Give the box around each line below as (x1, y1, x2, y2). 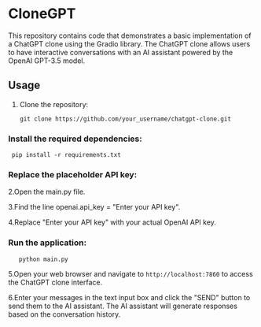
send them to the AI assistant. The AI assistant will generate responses (8, 301, 238, 310)
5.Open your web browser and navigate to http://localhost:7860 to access (8, 269, 253, 278)
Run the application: (8, 237, 87, 248)
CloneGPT (8, 5, 76, 23)
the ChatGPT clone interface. (8, 277, 103, 287)
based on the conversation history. (8, 309, 121, 319)
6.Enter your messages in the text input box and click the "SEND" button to (8, 292, 251, 302)
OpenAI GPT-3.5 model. (8, 56, 85, 65)
